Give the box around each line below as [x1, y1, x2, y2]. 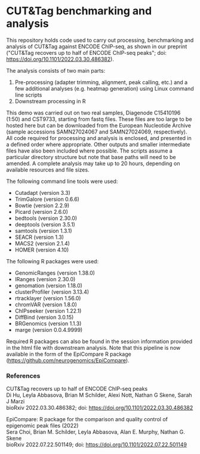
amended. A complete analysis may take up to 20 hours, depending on [6, 160, 180, 167]
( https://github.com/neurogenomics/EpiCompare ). [6, 356, 130, 364]
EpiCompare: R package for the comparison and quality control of [6, 416, 168, 423]
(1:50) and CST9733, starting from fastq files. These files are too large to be [6, 115, 192, 123]
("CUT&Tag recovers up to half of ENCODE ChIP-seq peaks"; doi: [6, 49, 167, 56]
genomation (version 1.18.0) [14, 282, 82, 289]
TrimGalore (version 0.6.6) [14, 195, 79, 203]
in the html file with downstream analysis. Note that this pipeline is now [6, 344, 181, 351]
